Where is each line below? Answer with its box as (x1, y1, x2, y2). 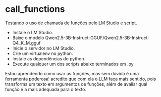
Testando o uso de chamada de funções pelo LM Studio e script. (5, 20, 137, 26)
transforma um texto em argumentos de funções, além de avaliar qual (5, 81, 148, 87)
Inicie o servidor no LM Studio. (12, 45, 75, 51)
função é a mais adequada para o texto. (5, 86, 87, 92)
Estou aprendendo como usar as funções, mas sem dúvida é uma (5, 70, 139, 76)
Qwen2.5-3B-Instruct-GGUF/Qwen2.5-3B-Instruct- (45, 35, 150, 41)
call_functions (5, 3, 65, 15)
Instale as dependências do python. (12, 55, 86, 61)
